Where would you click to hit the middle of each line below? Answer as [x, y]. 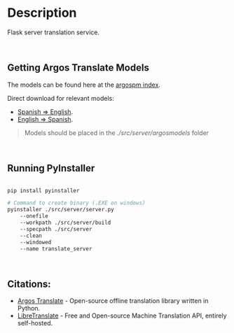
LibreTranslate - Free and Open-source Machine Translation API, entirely [122, 316]
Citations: [29, 284]
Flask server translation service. [54, 32]
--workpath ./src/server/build [66, 223]
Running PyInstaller [51, 168]
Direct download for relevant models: [61, 98]
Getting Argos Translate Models [78, 68]
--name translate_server [56, 249]
